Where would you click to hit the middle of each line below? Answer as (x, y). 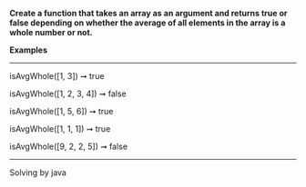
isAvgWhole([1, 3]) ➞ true (57, 76)
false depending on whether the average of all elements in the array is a (148, 23)
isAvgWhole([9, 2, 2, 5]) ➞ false (69, 146)
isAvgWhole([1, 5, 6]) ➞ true (61, 111)
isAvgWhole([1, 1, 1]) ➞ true (60, 129)
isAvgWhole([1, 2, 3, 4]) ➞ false (68, 93)
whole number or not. (51, 32)
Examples (29, 50)
